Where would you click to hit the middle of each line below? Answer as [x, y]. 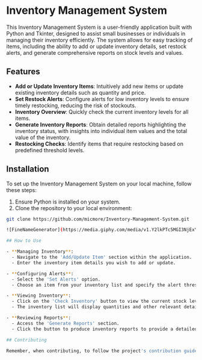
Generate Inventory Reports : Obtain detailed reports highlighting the [100, 125]
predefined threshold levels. [50, 150]
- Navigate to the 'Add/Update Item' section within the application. [102, 257]
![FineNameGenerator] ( [35, 230]
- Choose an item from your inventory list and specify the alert [96, 285]
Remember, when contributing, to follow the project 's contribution [94, 351]
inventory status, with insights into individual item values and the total [101, 131]
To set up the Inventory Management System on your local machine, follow [99, 184]
